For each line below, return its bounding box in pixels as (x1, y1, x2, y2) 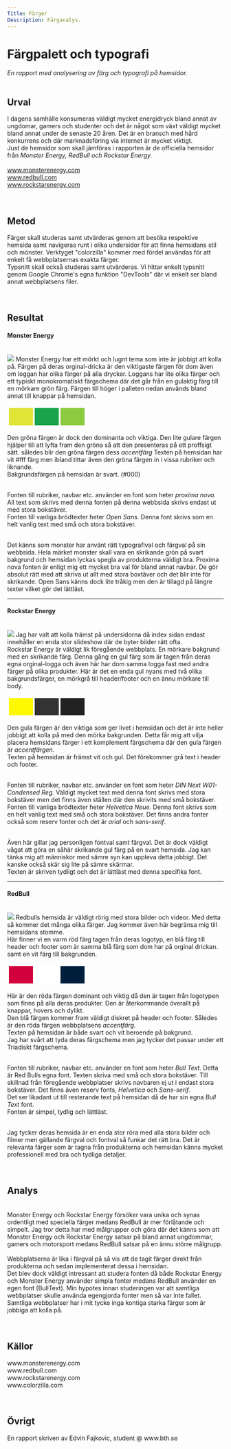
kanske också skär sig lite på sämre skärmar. (7, 860, 134, 868)
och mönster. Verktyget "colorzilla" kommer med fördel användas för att (7, 248, 211, 257)
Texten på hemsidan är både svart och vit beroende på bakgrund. (7, 1028, 193, 1037)
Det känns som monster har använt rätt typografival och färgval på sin (7, 541, 206, 549)
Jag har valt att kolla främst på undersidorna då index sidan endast (15, 630, 205, 639)
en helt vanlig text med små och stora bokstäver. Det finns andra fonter (7, 810, 208, 818)
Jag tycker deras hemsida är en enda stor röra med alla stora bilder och (7, 1128, 210, 1137)
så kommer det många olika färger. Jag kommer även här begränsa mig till (7, 921, 218, 929)
